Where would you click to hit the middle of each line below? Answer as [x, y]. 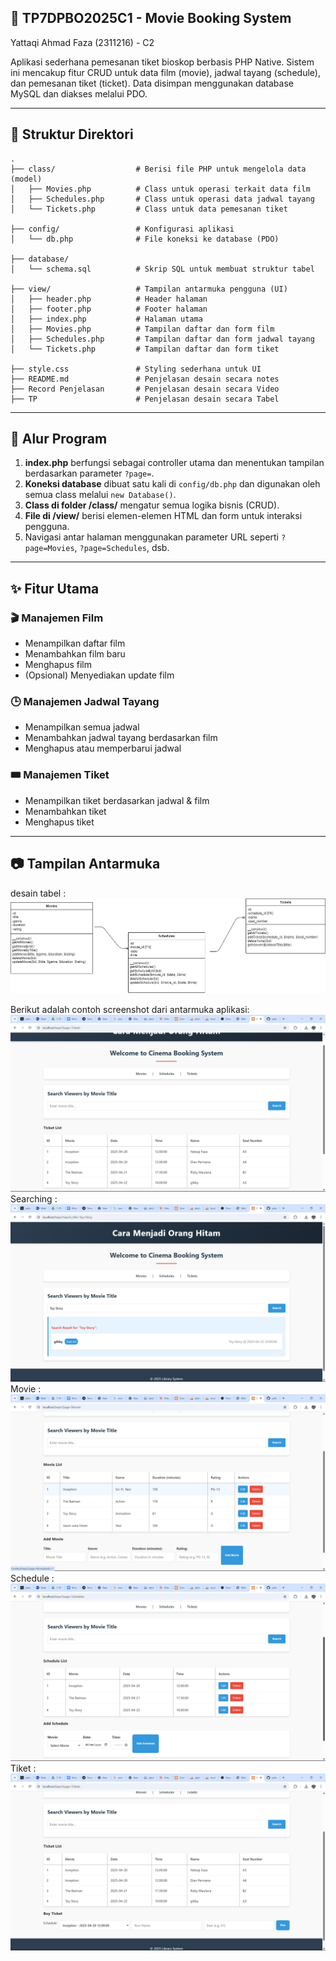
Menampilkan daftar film [75, 643]
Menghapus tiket [59, 822]
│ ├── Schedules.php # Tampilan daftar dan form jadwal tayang [162, 339]
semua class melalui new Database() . [100, 495]
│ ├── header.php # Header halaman [109, 299]
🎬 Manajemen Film [57, 618]
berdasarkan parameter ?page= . [89, 473]
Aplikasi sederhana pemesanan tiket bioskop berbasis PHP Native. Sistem [162, 62]
